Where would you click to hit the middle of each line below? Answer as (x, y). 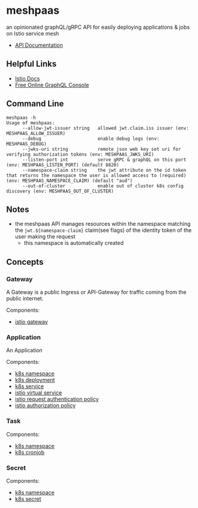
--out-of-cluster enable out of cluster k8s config (103, 186)
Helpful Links (31, 64)
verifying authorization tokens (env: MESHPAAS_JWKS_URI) (80, 154)
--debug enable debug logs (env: (91, 139)
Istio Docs (27, 78)
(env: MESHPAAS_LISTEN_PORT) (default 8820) (63, 165)
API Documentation (39, 45)
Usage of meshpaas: (31, 123)
